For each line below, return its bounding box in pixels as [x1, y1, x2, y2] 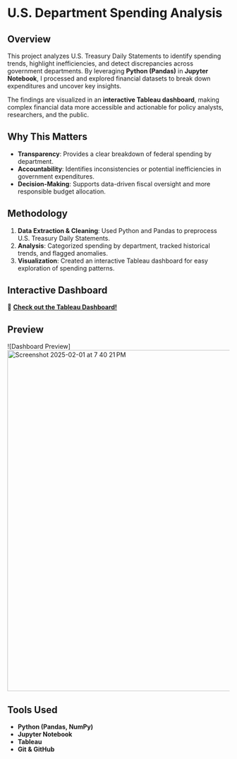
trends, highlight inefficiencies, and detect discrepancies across [7, 59, 194, 68]
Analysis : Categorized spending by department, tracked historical [17, 241, 210, 250]
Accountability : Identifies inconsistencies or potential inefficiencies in [17, 165, 221, 173]
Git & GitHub [17, 745, 55, 753]
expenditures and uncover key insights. [7, 82, 122, 90]
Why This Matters [7, 131, 88, 143]
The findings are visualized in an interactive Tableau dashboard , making [7, 95, 220, 104]
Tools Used [7, 704, 58, 716]
